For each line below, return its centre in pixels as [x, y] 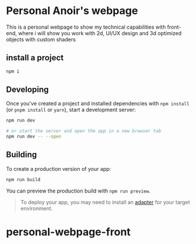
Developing [27, 90]
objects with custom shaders [41, 39]
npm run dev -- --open [34, 137]
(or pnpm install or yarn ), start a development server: [71, 110]
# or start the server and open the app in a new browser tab [84, 131]
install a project [35, 58]
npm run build [23, 180]
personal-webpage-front [68, 232]
